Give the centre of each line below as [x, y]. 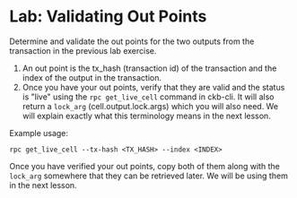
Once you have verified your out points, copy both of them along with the [144, 166]
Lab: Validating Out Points [108, 17]
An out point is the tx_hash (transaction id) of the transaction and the [149, 68]
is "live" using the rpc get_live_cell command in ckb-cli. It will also [148, 97]
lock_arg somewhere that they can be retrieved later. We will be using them [149, 176]
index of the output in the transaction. [92, 77]
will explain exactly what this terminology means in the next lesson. [146, 116]
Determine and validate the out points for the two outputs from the [132, 41]
